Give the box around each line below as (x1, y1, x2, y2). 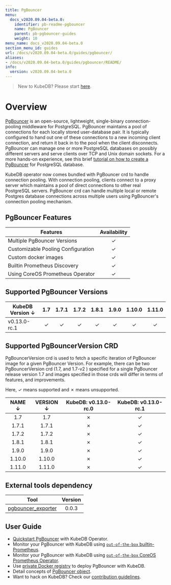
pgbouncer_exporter (8, 505, 57, 512)
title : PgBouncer (5, 7, 42, 13)
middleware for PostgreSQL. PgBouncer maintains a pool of (22, 123, 147, 129)
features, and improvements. (5, 377, 66, 383)
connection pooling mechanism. (5, 198, 73, 204)
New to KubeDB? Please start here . (17, 83, 92, 89)
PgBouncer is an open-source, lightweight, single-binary (5, 118, 124, 124)
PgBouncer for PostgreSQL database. (5, 161, 84, 168)
